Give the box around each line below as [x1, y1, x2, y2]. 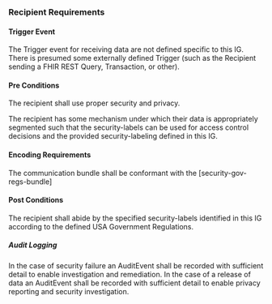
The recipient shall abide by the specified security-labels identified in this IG [8, 213, 262, 223]
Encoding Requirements [8, 149, 91, 160]
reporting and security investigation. [8, 286, 130, 296]
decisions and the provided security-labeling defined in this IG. [8, 131, 219, 141]
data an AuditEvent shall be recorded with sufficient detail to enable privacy [8, 278, 261, 288]
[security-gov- [198, 168, 247, 178]
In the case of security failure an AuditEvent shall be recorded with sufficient [8, 260, 264, 270]
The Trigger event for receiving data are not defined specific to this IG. [8, 45, 244, 54]
